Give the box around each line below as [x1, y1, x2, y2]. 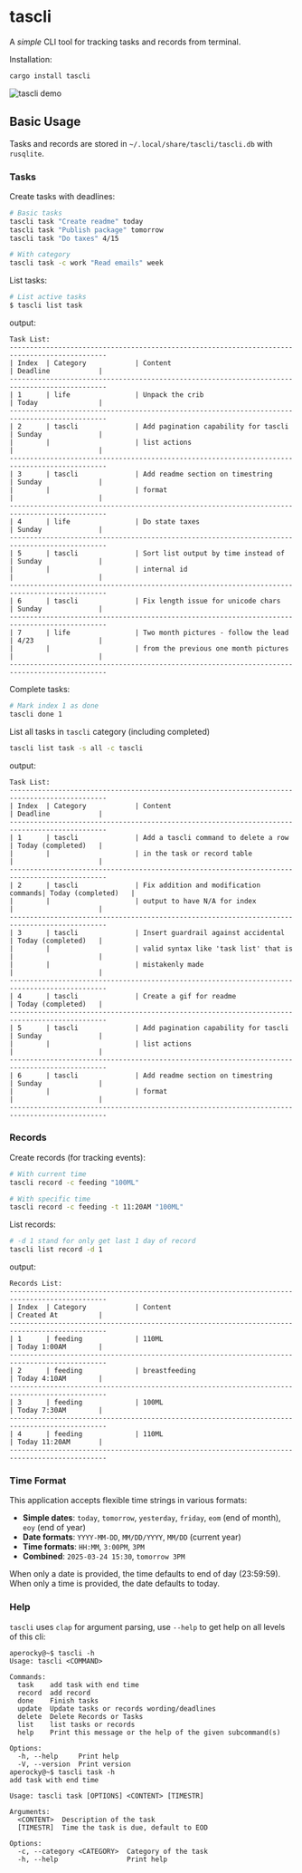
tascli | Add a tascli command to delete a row [53, 833, 289, 842]
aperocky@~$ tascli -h [9, 1648, 95, 1657]
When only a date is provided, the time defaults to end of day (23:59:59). [9, 1569, 281, 1579]
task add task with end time [17, 1680, 140, 1689]
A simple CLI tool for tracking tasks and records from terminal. [9, 36, 241, 47]
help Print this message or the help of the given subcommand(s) [17, 1728, 281, 1737]
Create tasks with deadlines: [9, 190, 116, 201]
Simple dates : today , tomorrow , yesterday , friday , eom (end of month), [22, 1512, 282, 1523]
